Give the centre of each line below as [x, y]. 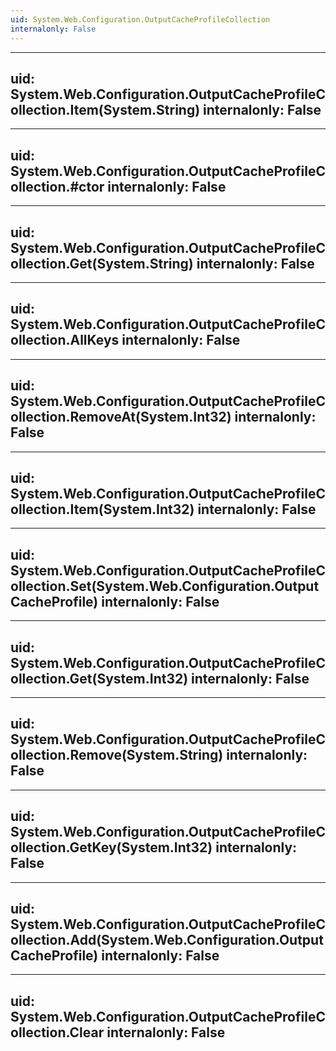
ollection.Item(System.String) [105, 109]
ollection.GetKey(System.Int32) [111, 847]
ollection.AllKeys [65, 340]
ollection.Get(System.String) [102, 263]
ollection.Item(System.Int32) [102, 509]
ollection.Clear [57, 1032]
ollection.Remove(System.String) [117, 755]
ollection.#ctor [57, 186]
